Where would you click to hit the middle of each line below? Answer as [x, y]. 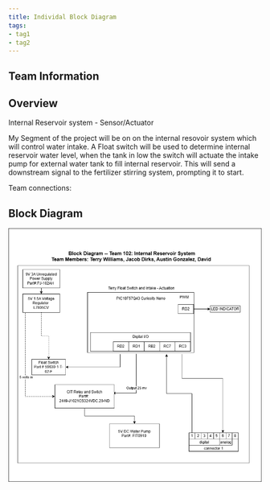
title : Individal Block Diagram [62, 17]
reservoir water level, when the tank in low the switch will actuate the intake [133, 155]
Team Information [54, 76]
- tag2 [19, 43]
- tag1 [19, 34]
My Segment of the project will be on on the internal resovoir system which [133, 138]
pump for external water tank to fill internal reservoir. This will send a [122, 164]
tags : [17, 25]
